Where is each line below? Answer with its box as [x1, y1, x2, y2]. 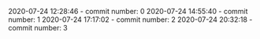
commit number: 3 [8, 23, 69, 32]
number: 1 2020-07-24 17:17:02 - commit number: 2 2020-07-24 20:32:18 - [8, 15, 253, 24]
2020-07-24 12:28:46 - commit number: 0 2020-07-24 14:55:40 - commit [8, 7, 248, 16]
